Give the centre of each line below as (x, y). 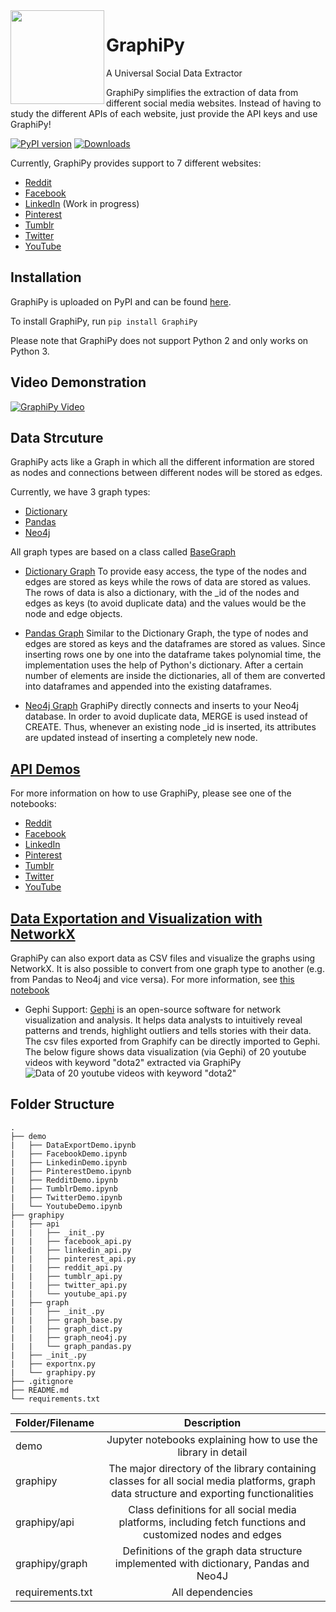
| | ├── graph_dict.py (66, 1329)
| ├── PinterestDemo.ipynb (71, 1171)
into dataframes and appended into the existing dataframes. (148, 686)
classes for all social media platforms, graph (212, 1481)
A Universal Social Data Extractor (174, 73)
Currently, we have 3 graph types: (80, 492)
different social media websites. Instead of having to (214, 103)
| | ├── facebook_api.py (71, 1241)
